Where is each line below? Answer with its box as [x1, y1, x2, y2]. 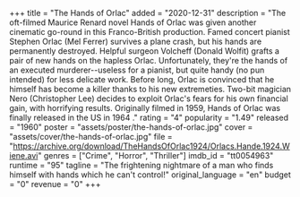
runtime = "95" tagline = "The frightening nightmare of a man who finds [9, 160, 274, 170]
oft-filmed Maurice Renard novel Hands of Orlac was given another [9, 17, 257, 28]
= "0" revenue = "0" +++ [9, 179, 101, 189]
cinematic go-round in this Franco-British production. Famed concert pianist [9, 27, 291, 37]
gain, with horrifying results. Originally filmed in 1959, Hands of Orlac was [9, 103, 280, 113]
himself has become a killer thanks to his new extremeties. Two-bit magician [9, 84, 292, 94]
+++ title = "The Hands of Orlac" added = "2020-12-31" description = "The [9, 8, 287, 18]
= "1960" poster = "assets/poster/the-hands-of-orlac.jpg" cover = [9, 122, 253, 133]
